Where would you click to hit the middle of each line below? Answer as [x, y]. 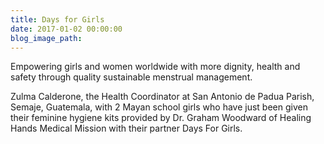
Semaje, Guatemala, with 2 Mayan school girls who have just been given [159, 107]
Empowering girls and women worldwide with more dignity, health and [155, 67]
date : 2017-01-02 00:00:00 [66, 29]
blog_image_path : [46, 38]
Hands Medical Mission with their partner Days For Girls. [126, 128]
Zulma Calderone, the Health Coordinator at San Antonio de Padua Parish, [162, 97]
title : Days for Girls [57, 19]
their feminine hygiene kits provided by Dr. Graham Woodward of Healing [161, 118]
